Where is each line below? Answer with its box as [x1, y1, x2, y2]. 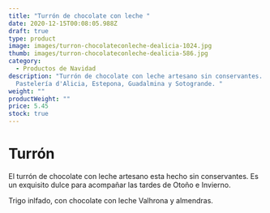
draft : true [8, 27, 49, 35]
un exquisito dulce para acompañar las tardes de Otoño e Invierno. [8, 180, 231, 190]
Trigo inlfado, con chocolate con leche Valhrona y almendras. [8, 195, 213, 205]
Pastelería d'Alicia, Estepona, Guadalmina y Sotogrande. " [15, 79, 223, 87]
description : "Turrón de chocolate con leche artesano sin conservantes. [8, 72, 264, 80]
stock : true [8, 110, 49, 118]
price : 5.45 [8, 102, 49, 110]
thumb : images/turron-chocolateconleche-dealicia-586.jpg [8, 49, 208, 58]
